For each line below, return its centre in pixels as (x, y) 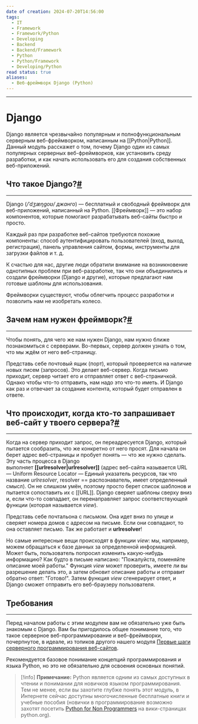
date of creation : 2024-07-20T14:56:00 (55, 12)
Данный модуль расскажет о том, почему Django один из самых (88, 147)
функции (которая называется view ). (52, 505)
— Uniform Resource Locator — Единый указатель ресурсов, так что (92, 474)
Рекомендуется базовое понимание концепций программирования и (94, 660)
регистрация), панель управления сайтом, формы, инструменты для (93, 246)
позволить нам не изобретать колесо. (54, 301)
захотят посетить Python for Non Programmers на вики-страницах (103, 709)
